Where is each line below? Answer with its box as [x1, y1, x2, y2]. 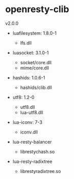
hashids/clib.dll [20, 84, 52, 91]
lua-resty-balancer [12, 139, 52, 145]
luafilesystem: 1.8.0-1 [12, 30, 57, 36]
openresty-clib [5, 4, 69, 15]
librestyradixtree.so [20, 168, 61, 174]
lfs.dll [20, 39, 32, 46]
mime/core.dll [20, 65, 49, 71]
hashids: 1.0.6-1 [12, 74, 46, 80]
